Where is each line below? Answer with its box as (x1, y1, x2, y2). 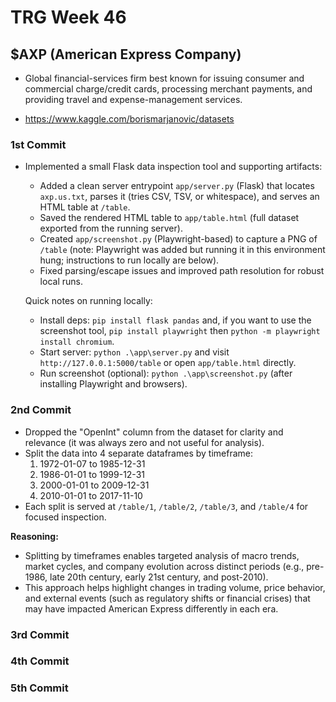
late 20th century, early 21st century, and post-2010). (49, 571, 269, 583)
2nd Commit (10, 403, 72, 417)
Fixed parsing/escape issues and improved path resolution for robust (39, 265, 325, 277)
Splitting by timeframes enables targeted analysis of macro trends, (24, 549, 300, 561)
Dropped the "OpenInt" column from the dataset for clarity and (24, 426, 284, 438)
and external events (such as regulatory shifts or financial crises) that (24, 592, 311, 604)
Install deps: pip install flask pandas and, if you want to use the (39, 314, 312, 326)
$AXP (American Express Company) (10, 46, 242, 63)
